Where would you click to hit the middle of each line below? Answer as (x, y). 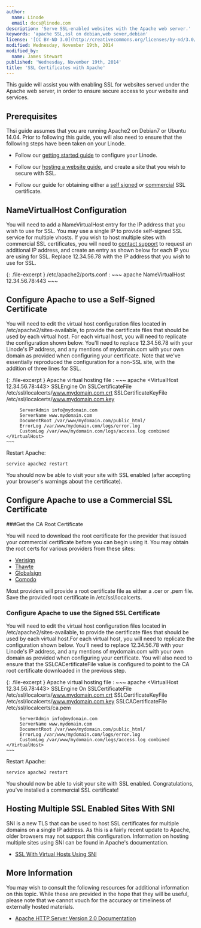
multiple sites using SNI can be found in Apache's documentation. (87, 842)
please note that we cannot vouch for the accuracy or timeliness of (89, 900)
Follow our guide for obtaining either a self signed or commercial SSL (100, 185)
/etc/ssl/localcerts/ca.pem (39, 708)
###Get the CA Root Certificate (45, 524)
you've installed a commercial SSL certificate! (63, 790)
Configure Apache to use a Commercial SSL (89, 500)
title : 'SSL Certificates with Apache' (56, 68)
